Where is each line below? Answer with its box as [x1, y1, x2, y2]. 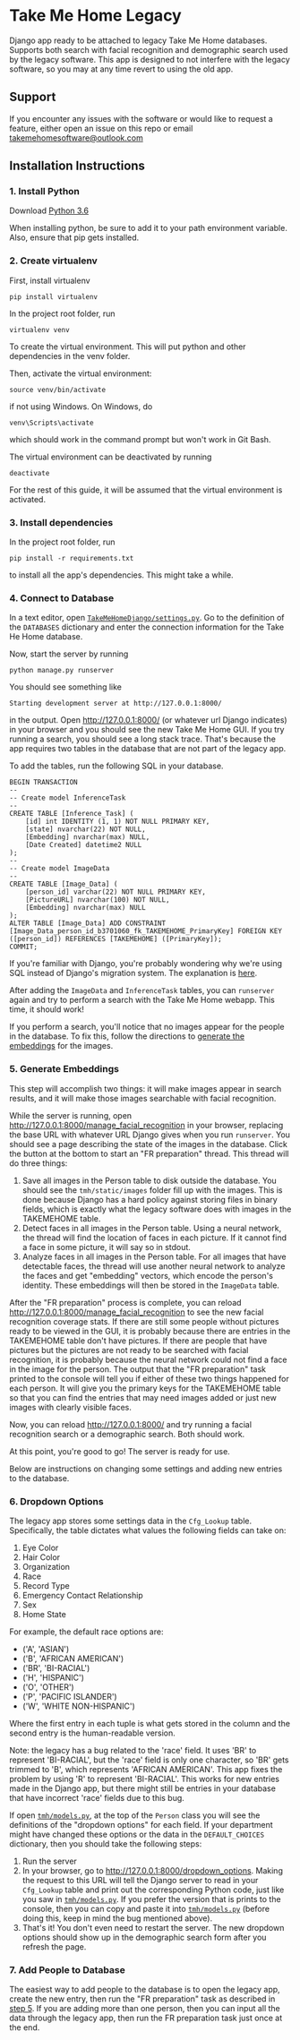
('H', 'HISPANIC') [21, 1672, 85, 1683]
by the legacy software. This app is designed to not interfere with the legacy [9, 54, 291, 64]
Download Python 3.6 [9, 205, 90, 216]
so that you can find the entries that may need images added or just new [9, 1392, 278, 1402]
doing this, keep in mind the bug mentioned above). [21, 1913, 213, 1924]
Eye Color [21, 1542, 59, 1553]
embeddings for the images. [9, 1041, 114, 1051]
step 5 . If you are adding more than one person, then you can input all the [9, 2003, 280, 2014]
